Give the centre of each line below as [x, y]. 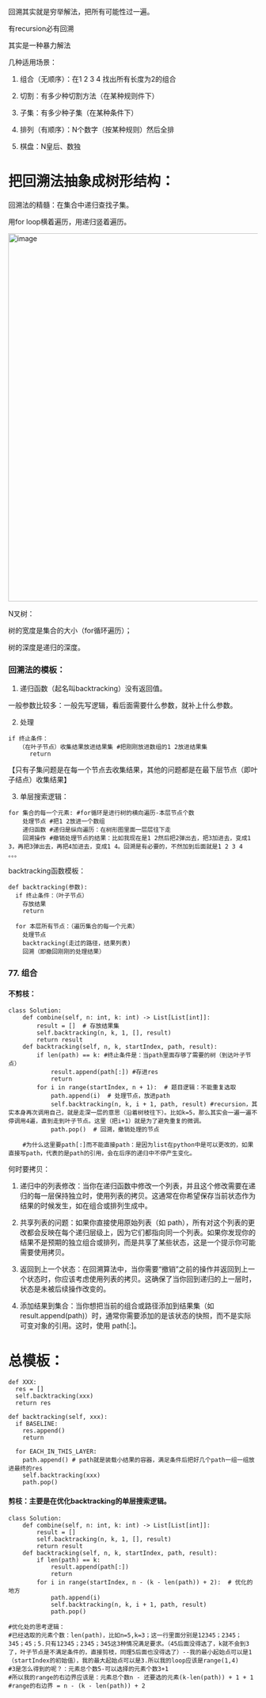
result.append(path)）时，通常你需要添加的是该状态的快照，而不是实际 [135, 1316]
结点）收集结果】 [43, 780]
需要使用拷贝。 [44, 1252]
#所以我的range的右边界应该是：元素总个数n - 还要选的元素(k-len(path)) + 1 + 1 [131, 1677]
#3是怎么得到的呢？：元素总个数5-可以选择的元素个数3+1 [88, 1669]
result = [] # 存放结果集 [78, 1026]
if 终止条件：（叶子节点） [52, 896]
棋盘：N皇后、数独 [50, 146]
